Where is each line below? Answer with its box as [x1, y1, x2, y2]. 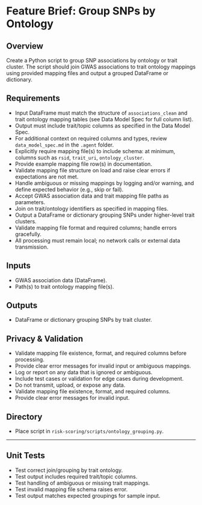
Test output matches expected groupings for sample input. [14, 492, 161, 499]
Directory [6, 411, 43, 422]
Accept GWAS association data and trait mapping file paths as [14, 192, 170, 199]
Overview [6, 41, 44, 51]
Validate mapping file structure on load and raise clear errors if [14, 166, 170, 174]
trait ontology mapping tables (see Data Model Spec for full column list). [14, 115, 194, 122]
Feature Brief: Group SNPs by [6, 4, 156, 18]
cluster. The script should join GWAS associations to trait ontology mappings [6, 63, 196, 70]
